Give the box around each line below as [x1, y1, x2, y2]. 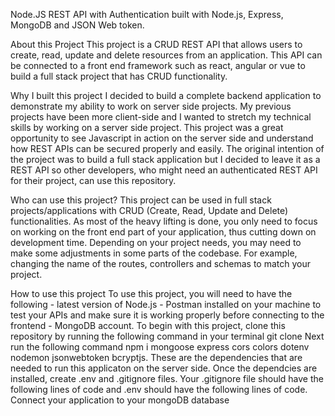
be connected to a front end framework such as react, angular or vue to [10, 60, 306, 71]
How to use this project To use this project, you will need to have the [10, 288, 293, 299]
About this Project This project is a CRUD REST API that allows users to [10, 39, 303, 50]
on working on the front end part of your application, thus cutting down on [10, 226, 317, 238]
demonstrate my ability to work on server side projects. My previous [10, 100, 292, 112]
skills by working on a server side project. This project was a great [10, 122, 284, 133]
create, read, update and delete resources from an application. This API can [10, 49, 323, 61]
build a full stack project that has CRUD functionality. [10, 70, 228, 82]
